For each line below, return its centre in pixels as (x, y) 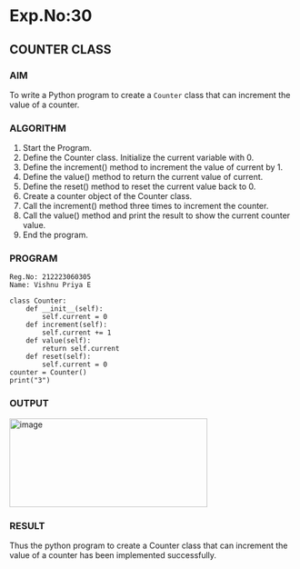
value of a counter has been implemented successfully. (113, 555)
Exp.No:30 (51, 16)
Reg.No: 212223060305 (50, 277)
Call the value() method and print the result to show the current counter (156, 215)
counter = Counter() (49, 373)
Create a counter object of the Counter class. (107, 196)
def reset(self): (59, 357)
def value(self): (59, 341)
